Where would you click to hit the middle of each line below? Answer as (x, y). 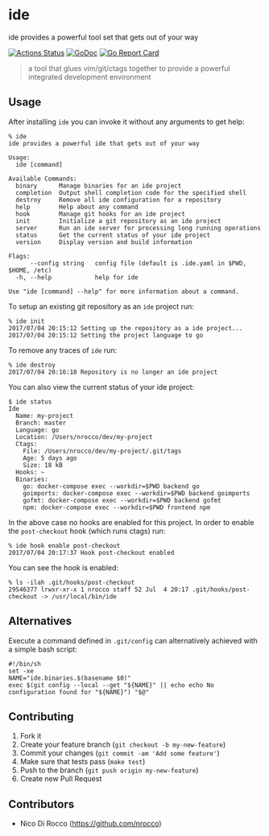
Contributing (41, 716)
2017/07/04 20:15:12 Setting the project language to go (106, 335)
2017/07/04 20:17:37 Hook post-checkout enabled (91, 553)
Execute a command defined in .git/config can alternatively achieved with (133, 640)
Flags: (19, 256)
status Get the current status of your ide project (113, 235)
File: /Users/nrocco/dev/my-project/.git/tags (102, 451)
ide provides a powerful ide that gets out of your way (104, 143)
